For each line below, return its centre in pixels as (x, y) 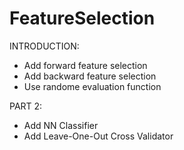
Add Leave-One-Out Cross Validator (98, 136)
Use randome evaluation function (92, 86)
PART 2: (26, 106)
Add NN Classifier (61, 125)
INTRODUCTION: (44, 46)
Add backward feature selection (90, 76)
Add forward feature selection (85, 65)
